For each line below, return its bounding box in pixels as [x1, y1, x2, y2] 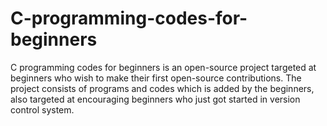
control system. [10, 103, 75, 116]
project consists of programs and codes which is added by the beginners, [10, 82, 315, 94]
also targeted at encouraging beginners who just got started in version [10, 93, 301, 105]
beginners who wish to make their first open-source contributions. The [10, 72, 302, 84]
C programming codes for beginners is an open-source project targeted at [10, 61, 317, 73]
